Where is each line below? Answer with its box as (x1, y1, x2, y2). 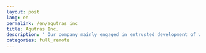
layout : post (6, 9, 40, 15)
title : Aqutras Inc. (6, 26, 59, 32)
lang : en (6, 15, 29, 21)
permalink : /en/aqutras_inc (6, 20, 78, 26)
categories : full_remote (6, 37, 70, 43)
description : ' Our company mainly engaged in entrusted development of (6, 32, 196, 38)
